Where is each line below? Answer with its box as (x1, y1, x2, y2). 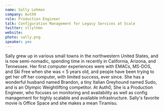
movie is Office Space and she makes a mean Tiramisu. (5, 100, 118, 106)
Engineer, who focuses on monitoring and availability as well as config (5, 89, 148, 95)
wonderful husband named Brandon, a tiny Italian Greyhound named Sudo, (5, 79, 157, 85)
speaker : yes (5, 39, 32, 44)
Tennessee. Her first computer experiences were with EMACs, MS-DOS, (5, 63, 152, 69)
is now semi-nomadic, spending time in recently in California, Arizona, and (5, 58, 156, 64)
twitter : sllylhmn (5, 26, 43, 31)
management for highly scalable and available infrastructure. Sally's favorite (5, 95, 160, 101)
